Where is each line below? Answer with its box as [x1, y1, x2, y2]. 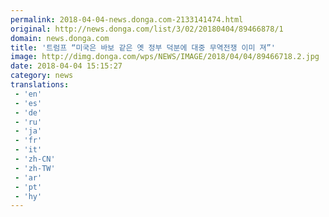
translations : [10, 80, 70, 90]
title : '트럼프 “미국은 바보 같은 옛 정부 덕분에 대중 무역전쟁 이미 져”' [10, 42, 276, 53]
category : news [10, 71, 74, 81]
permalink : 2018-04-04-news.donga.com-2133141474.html [10, 14, 244, 25]
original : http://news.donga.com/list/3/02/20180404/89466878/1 [10, 24, 284, 34]
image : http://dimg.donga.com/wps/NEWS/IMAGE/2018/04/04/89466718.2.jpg [10, 52, 320, 62]
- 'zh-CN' [14, 154, 56, 164]
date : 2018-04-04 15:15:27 [10, 61, 123, 71]
